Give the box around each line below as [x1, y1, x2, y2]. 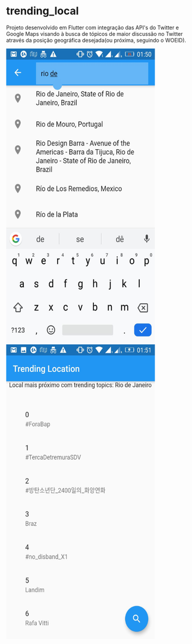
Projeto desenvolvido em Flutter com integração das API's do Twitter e [6, 24, 180, 31]
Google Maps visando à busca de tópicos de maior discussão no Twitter [6, 30, 183, 37]
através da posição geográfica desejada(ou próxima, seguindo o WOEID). [6, 36, 186, 44]
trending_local [6, 4, 79, 18]
